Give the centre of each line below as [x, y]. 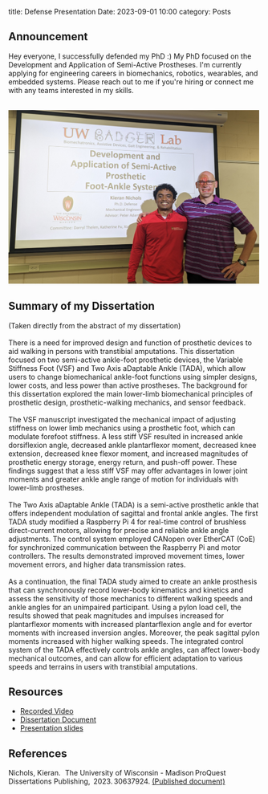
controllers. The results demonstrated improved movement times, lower [126, 556]
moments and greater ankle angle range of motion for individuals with [124, 479]
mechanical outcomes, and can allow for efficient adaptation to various [126, 658]
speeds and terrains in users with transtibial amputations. [103, 666]
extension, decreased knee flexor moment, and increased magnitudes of [128, 454]
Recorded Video [47, 711]
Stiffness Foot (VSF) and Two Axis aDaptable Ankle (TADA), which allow [127, 368]
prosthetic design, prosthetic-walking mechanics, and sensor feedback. [127, 402]
